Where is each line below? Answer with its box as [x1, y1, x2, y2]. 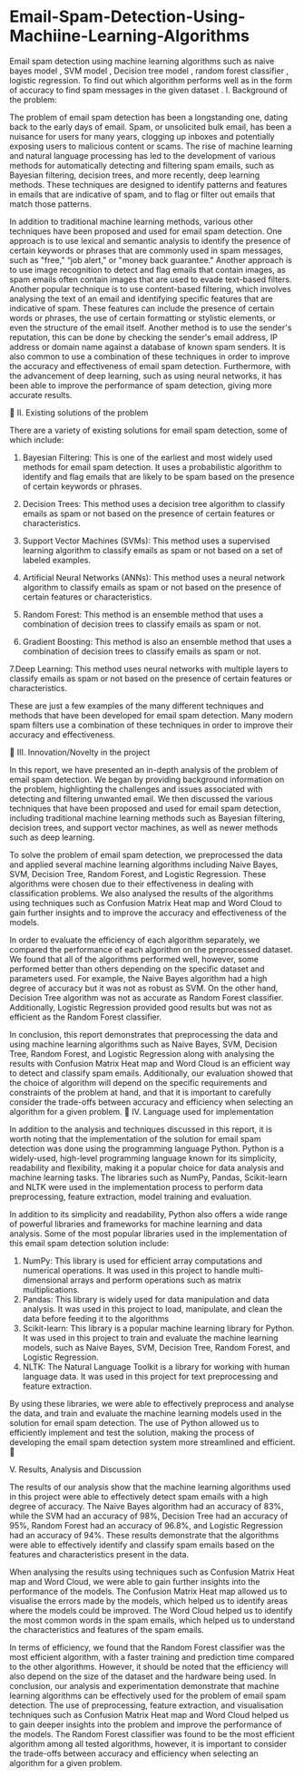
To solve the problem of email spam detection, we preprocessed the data [9, 849, 283, 860]
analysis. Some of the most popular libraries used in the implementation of [9, 1227, 288, 1239]
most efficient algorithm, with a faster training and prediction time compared [9, 1651, 295, 1662]
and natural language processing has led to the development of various [9, 150, 277, 161]
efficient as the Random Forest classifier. [9, 1011, 162, 1022]
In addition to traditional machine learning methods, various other [9, 216, 254, 227]
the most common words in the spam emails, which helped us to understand [9, 1615, 295, 1626]
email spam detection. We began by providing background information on [9, 774, 285, 785]
